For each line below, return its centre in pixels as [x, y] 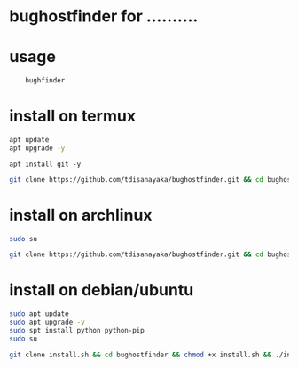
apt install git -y [45, 164]
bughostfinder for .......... [104, 16]
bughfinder [45, 81]
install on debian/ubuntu [102, 290]
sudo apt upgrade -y [47, 322]
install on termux [72, 116]
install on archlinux [81, 215]
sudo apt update [39, 314]
